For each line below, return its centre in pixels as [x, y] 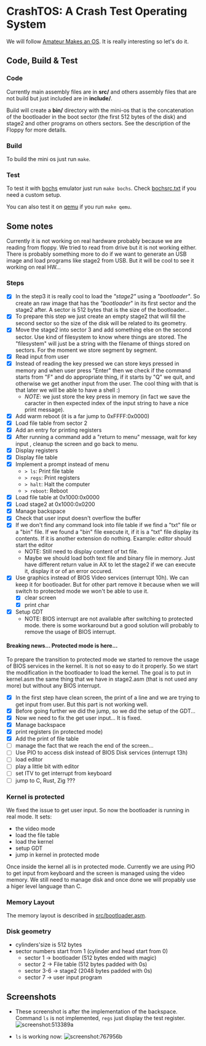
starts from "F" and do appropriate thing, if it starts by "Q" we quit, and [105, 377]
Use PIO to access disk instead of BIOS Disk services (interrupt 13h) [101, 753]
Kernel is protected [36, 796]
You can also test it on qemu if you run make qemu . [69, 207]
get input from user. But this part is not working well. [82, 704]
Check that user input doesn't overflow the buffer [78, 518]
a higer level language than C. [44, 886]
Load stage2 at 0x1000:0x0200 [55, 504]
